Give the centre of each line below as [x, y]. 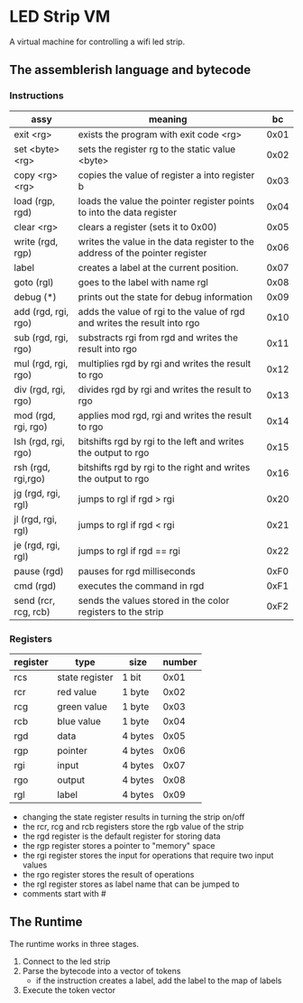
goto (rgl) [34, 282]
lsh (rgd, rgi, [40, 441]
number [180, 662]
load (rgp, [35, 200]
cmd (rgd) [35, 586]
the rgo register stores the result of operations [108, 874]
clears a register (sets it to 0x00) [147, 227]
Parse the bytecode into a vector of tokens [101, 970]
